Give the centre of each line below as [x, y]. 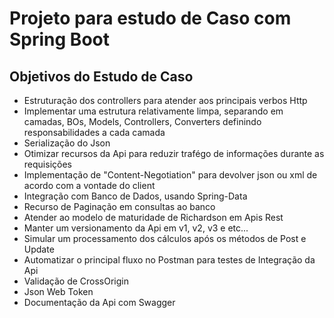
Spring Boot [59, 39]
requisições [47, 164]
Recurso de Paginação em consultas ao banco [119, 206]
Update [39, 249]
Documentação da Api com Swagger [99, 302]
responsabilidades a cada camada [94, 132]
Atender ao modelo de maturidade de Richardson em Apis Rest [153, 217]
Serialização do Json [67, 143]
